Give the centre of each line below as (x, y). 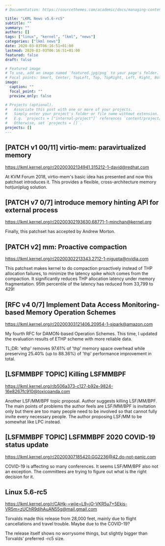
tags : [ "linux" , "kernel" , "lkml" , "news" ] (50, 37)
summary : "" (17, 28)
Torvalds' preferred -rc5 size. (35, 539)
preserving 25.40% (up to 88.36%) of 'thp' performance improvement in (78, 354)
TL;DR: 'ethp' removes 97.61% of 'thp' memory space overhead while (75, 348)
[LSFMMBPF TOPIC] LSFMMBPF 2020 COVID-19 (80, 437)
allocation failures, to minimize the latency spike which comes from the (77, 274)
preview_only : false (30, 96)
